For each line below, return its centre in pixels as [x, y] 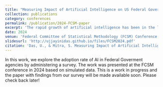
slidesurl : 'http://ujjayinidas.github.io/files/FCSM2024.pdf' [70, 41]
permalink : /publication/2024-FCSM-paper [48, 23]
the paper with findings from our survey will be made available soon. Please [81, 75]
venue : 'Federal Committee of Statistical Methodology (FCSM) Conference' [82, 37]
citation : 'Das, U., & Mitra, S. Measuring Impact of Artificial [72, 46]
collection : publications [31, 14]
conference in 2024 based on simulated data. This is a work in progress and [81, 70]
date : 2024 [16, 32]
